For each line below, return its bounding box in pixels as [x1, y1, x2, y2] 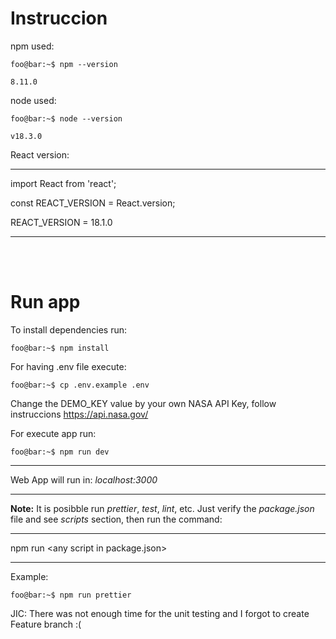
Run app [10, 291, 81, 314]
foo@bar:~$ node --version [10, 113, 123, 124]
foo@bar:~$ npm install [10, 343, 110, 353]
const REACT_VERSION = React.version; [10, 197, 176, 209]
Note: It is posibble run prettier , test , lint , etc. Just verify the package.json [10, 502, 315, 514]
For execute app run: [10, 427, 97, 439]
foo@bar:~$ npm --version [10, 59, 118, 69]
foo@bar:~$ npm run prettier [10, 590, 132, 600]
